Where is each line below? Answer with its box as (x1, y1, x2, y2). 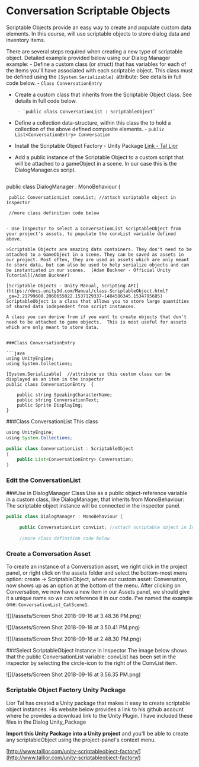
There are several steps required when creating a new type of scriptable (6, 47, 182, 55)
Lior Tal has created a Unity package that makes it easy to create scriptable (6, 699, 191, 706)
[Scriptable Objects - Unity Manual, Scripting (6, 283, 126, 289)
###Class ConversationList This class (6, 417, 98, 425)
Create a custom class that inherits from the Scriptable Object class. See (14, 91, 192, 98)
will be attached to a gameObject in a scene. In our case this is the (14, 160, 177, 167)
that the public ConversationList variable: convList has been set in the (6, 653, 176, 660)
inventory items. (6, 36, 46, 43)
